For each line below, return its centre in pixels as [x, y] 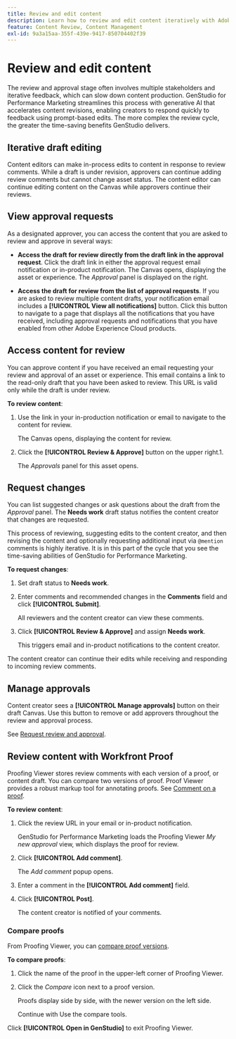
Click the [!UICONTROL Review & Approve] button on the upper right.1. [120, 452]
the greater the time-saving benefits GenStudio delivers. [88, 125]
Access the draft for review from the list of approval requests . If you [118, 290]
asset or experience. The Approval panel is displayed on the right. [113, 277]
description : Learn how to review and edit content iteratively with [111, 20]
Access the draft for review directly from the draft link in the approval [120, 254]
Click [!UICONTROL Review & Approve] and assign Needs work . [111, 632]
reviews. [19, 194]
